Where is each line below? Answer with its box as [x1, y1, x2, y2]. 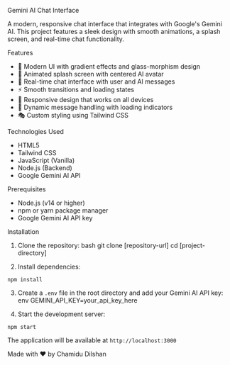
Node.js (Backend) [17, 164, 72, 172]
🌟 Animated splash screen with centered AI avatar [17, 70, 165, 78]
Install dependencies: [17, 262, 81, 271]
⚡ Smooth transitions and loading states [17, 85, 135, 94]
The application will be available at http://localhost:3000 [7, 336, 177, 344]
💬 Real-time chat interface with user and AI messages [17, 77, 175, 86]
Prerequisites [7, 185, 46, 193]
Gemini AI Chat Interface [7, 6, 80, 14]
